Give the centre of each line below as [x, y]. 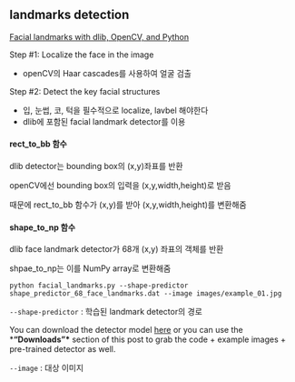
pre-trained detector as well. [63, 349]
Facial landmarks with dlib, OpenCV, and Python [99, 36]
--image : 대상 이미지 [47, 368]
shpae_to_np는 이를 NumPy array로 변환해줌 [90, 268]
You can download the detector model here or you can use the [126, 330]
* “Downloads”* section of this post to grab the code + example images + [148, 339]
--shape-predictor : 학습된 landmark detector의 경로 [106, 312]
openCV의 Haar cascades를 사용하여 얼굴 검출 [107, 73]
